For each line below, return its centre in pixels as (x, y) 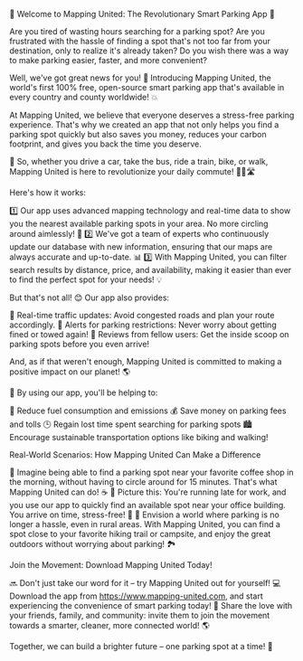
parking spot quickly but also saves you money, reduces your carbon (138, 134)
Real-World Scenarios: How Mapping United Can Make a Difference (135, 455)
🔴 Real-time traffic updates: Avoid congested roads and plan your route (142, 315)
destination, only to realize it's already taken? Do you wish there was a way (149, 51)
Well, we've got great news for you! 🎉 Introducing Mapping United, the (140, 78)
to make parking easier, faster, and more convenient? (109, 60)
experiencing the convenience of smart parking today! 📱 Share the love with (151, 605)
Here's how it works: (48, 193)
